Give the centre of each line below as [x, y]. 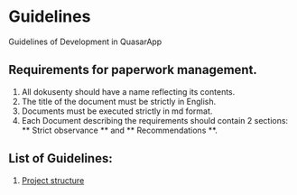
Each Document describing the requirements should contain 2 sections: [155, 120]
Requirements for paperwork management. [133, 70]
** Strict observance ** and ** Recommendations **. [120, 130]
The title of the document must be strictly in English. [119, 101]
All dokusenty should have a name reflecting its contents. [128, 91]
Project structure [53, 180]
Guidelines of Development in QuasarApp [85, 42]
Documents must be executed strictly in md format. [117, 111]
